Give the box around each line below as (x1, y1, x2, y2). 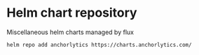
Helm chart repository (6, 5, 137, 21)
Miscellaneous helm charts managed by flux (6, 28, 135, 36)
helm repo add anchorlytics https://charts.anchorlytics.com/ (6, 41, 192, 48)
